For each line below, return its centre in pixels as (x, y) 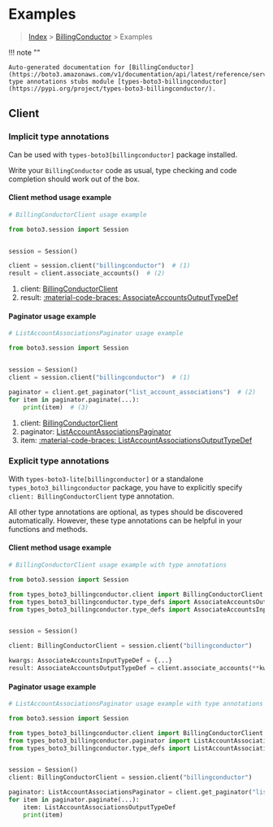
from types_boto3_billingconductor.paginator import (100, 741)
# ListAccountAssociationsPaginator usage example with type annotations (136, 704)
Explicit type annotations (59, 461)
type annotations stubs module (61, 81)
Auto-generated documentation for (67, 67)
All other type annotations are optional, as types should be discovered (126, 511)
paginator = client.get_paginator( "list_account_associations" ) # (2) (132, 392)
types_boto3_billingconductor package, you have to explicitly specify (126, 487)
